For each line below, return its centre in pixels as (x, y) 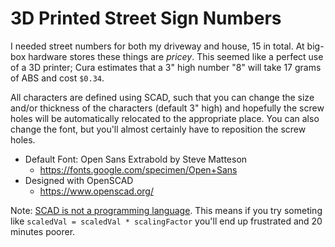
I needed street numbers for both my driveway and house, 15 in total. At (157, 46)
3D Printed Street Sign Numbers (146, 18)
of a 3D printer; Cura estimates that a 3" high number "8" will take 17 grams (166, 67)
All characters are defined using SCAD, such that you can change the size (162, 97)
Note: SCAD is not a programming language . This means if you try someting (166, 210)
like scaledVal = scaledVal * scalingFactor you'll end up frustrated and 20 (166, 221)
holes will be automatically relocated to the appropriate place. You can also (165, 118)
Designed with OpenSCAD (79, 180)
